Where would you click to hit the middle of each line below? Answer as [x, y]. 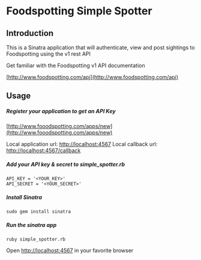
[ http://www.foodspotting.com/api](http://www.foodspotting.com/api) [92, 77]
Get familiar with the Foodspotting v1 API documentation [76, 65]
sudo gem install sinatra [38, 212]
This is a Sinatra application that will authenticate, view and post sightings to [100, 47]
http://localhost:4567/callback [43, 150]
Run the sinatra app [31, 225]
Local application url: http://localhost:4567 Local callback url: [82, 144]
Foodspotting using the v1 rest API [49, 54]
